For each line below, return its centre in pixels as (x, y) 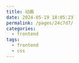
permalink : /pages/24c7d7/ (40, 23)
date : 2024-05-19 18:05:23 (40, 17)
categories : (21, 28)
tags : (13, 40)
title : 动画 (20, 12)
